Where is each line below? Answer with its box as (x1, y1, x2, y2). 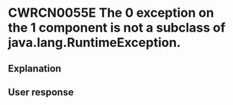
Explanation (8, 62, 62, 74)
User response (8, 86, 74, 98)
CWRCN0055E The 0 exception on (8, 5, 214, 21)
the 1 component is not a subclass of (8, 20, 226, 36)
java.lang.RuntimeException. (8, 35, 182, 50)
